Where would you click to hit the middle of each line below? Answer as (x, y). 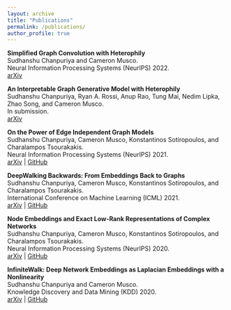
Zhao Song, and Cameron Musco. (56, 104)
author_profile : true (39, 33)
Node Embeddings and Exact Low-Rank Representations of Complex (109, 219)
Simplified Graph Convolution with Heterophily (76, 53)
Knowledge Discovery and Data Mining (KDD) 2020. (82, 292)
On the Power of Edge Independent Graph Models (81, 132)
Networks (22, 226)
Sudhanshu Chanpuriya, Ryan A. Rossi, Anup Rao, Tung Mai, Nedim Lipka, (114, 97)
